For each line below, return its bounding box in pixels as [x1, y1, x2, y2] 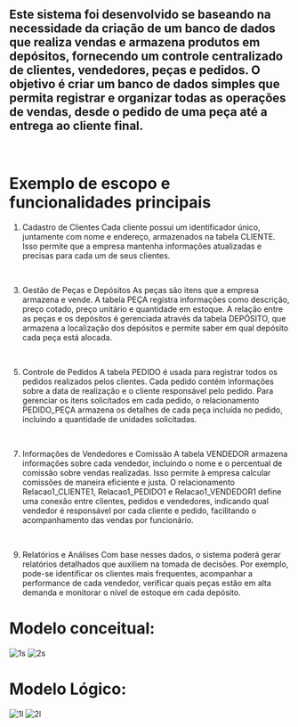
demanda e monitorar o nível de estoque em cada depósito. [21, 587, 242, 598]
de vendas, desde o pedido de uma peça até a [9, 104, 268, 119]
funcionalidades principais [9, 192, 212, 212]
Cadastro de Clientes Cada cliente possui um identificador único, [21, 222, 261, 233]
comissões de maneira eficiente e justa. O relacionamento [21, 477, 236, 487]
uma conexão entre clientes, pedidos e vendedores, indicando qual [21, 495, 270, 506]
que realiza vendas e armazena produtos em [9, 35, 261, 50]
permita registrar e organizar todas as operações [9, 91, 286, 106]
